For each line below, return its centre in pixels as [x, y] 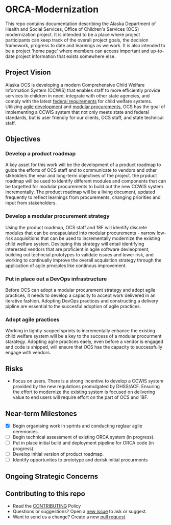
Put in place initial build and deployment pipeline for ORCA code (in [83, 443]
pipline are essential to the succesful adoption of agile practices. [73, 307]
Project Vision [28, 73]
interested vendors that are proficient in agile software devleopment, [77, 249]
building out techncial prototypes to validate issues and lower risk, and [80, 254]
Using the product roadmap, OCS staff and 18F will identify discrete [76, 227]
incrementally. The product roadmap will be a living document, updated [80, 192]
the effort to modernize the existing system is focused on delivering [84, 392]
